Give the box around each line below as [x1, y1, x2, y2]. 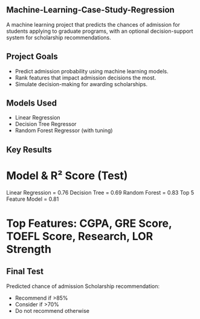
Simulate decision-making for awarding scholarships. [15, 80, 148, 87]
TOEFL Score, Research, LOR [6, 229, 153, 243]
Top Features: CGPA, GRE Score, [6, 217, 172, 230]
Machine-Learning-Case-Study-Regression [6, 5, 175, 15]
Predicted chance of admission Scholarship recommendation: [6, 282, 160, 290]
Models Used [6, 98, 57, 109]
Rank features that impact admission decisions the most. [15, 74, 156, 81]
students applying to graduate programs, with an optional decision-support [6, 27, 193, 35]
